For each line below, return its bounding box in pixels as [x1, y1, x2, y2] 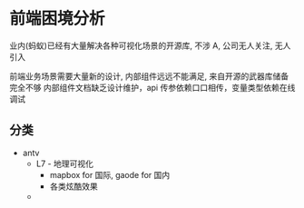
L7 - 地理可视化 [35, 158, 93, 169]
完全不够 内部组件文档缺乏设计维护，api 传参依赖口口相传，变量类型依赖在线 [9, 82, 296, 93]
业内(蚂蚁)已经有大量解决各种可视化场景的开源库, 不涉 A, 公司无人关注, [9, 40, 273, 51]
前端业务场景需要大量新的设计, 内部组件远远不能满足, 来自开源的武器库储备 [9, 70, 289, 82]
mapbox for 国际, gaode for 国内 [49, 169, 171, 180]
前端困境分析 [9, 8, 106, 29]
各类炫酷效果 [49, 181, 98, 192]
